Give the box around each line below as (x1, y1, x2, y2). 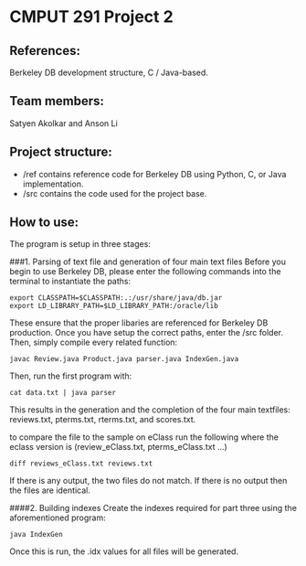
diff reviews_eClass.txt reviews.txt (9, 459, 153, 468)
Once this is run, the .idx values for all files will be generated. (9, 546, 239, 557)
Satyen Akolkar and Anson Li (9, 117, 119, 129)
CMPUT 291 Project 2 (9, 6, 174, 27)
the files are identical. (9, 485, 91, 496)
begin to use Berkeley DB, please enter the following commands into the (9, 266, 281, 277)
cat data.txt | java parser (9, 389, 117, 398)
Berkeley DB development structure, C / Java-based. (9, 67, 208, 78)
